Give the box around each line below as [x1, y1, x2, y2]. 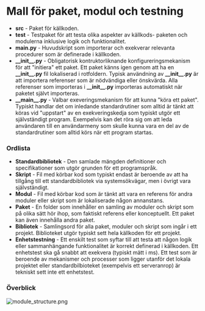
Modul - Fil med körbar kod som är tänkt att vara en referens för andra [15, 190, 193, 198]
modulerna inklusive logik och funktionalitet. [15, 37, 126, 45]
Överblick [6, 283, 37, 292]
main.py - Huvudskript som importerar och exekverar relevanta [15, 44, 175, 51]
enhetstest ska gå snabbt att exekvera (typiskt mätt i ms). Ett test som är [15, 249, 198, 257]
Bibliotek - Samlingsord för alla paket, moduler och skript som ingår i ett [15, 223, 197, 230]
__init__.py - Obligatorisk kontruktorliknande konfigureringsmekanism [15, 57, 190, 64]
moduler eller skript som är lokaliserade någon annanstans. [15, 197, 165, 204]
